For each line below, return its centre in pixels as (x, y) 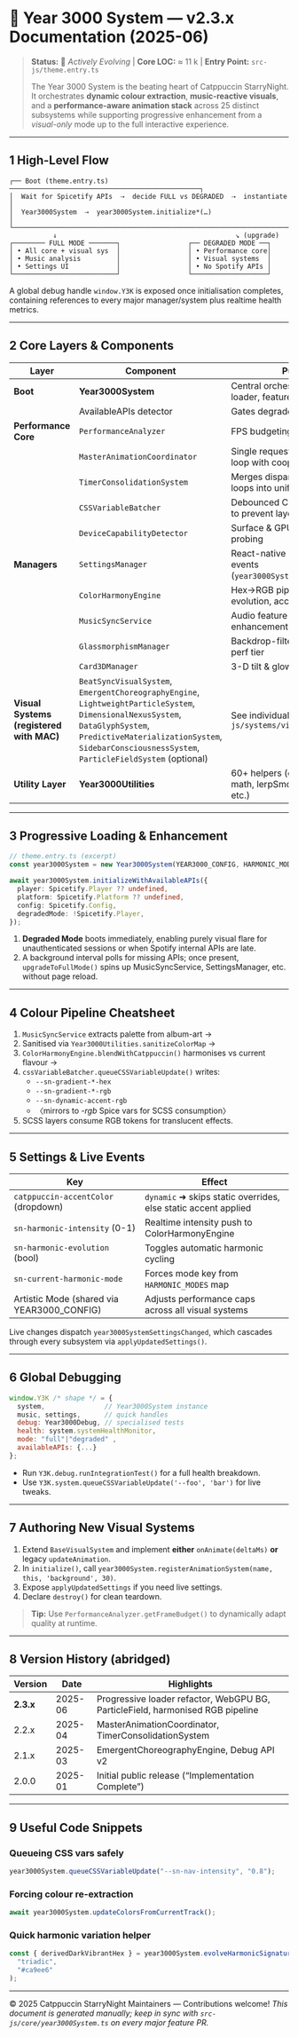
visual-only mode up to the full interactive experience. (129, 124)
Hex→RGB (252, 589)
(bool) (27, 1258)
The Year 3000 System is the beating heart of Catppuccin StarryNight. (160, 86)
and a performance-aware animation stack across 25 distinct (145, 105)
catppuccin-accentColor (64, 1197)
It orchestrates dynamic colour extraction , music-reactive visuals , (155, 96)
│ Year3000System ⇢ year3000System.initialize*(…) (111, 212)
